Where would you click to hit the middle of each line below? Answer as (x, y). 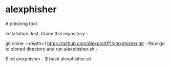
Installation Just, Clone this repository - (47, 33)
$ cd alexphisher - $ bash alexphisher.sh (48, 59)
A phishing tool (21, 24)
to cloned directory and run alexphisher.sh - (52, 49)
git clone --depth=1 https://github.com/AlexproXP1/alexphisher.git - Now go (85, 43)
